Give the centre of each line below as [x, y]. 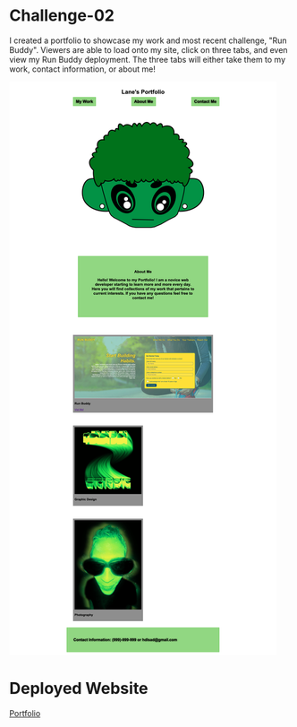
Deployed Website [79, 689]
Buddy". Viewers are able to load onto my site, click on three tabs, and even [148, 49]
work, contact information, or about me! [83, 69]
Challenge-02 [62, 16]
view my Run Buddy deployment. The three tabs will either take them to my [148, 59]
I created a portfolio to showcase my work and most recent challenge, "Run [148, 40]
